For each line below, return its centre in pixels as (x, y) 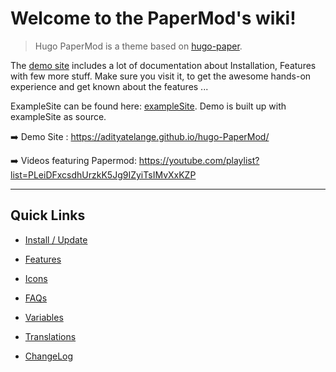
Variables (44, 317)
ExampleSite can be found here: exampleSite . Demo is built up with (148, 106)
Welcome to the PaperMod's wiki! (153, 18)
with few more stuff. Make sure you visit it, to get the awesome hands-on (161, 76)
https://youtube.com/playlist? (199, 160)
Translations (50, 336)
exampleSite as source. (58, 116)
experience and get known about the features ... (109, 86)
